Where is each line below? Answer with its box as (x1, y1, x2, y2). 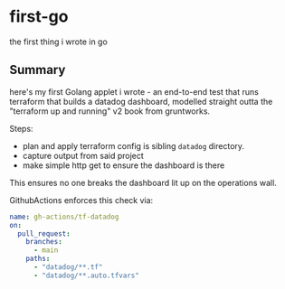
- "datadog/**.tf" (33, 263, 103, 272)
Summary (9, 62, 66, 78)
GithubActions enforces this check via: (9, 194, 154, 205)
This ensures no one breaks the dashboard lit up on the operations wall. (9, 177, 278, 188)
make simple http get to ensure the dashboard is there (22, 160, 225, 171)
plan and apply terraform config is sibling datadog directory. (22, 140, 245, 151)
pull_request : (17, 228, 71, 238)
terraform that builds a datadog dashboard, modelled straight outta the (9, 96, 273, 107)
